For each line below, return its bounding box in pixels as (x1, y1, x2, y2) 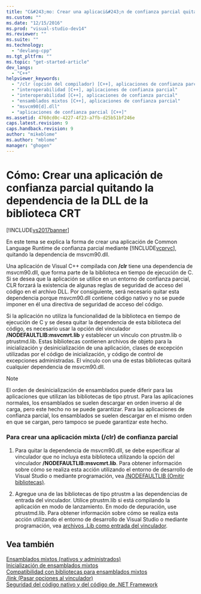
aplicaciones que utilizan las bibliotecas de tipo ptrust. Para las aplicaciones (6, 393, 194, 400)
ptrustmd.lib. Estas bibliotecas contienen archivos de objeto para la (6, 337, 172, 345)
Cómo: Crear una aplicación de (6, 168, 163, 182)
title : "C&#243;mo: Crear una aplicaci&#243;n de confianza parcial (6, 8, 181, 15)
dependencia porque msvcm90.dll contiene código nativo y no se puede (6, 294, 185, 301)
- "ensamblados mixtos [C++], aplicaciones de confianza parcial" (11, 98, 181, 104)
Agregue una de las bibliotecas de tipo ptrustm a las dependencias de (14, 490, 188, 497)
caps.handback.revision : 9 (6, 126, 74, 132)
